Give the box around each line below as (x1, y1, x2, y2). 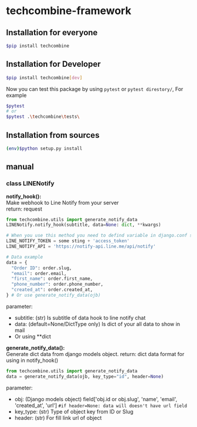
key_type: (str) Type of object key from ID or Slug (14, 408, 134, 415)
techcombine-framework (6, 4, 132, 18)
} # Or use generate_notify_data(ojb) (6, 292, 101, 299)
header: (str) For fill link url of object (14, 414, 102, 421)
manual (6, 162, 34, 172)
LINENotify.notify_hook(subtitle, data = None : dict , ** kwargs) (6, 222, 161, 228)
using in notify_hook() (6, 357, 59, 364)
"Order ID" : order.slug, (11, 265, 72, 271)
